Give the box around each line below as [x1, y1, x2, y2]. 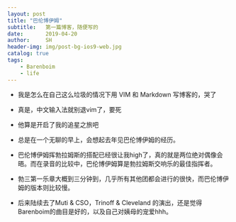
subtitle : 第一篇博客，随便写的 [7, 23, 99, 30]
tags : [7, 57, 23, 64]
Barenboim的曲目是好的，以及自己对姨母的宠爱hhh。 [17, 207, 172, 216]
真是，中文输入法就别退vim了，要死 [17, 105, 122, 113]
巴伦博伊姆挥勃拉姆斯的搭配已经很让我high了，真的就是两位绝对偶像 [17, 150, 218, 159]
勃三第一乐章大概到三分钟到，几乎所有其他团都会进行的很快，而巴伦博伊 [17, 174, 229, 183]
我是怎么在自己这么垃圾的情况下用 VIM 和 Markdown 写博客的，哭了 [17, 90, 217, 99]
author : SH [7, 37, 52, 44]
